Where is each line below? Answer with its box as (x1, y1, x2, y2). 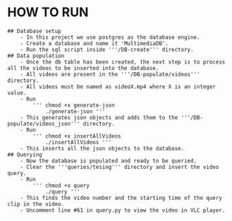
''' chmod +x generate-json (32, 102, 115, 109)
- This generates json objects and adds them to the (20, 114, 178, 121)
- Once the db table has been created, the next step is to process (20, 58, 226, 66)
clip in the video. (7, 201, 65, 208)
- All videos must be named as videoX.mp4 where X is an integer (20, 83, 216, 90)
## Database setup (7, 28, 61, 35)
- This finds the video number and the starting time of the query (20, 194, 222, 201)
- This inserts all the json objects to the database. (20, 145, 185, 152)
